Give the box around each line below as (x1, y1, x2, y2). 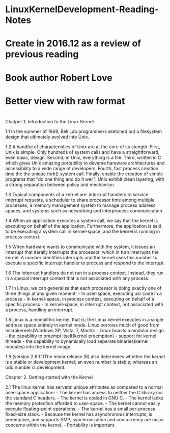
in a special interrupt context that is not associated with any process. (5, 275, 150, 281)
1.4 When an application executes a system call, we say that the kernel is (5, 218, 158, 224)
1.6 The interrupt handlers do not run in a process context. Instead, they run (5, 269, 164, 276)
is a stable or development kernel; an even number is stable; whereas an (5, 359, 158, 365)
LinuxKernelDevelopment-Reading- (5, 4, 159, 15)
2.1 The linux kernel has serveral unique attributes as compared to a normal (5, 384, 163, 390)
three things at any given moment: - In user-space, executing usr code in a (5, 290, 162, 296)
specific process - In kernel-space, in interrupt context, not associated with (5, 301, 164, 307)
